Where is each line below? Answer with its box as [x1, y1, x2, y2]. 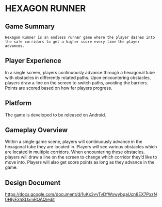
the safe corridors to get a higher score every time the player [5, 39, 140, 44]
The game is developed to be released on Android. [5, 112, 106, 118]
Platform [5, 99, 32, 107]
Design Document [5, 178, 61, 187]
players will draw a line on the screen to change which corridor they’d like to [5, 154, 158, 160]
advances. [5, 44, 25, 48]
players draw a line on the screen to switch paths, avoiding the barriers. [5, 80, 148, 85]
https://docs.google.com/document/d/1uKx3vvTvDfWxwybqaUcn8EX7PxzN [5, 191, 157, 197]
